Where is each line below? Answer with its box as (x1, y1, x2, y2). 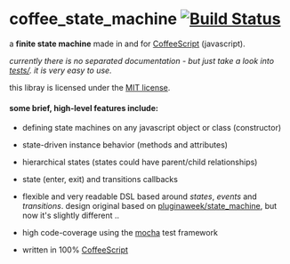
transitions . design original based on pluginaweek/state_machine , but (21, 201, 278, 212)
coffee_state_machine (9, 9, 178, 29)
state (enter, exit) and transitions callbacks (21, 174, 178, 185)
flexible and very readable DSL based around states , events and (21, 191, 258, 202)
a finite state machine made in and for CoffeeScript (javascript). (9, 38, 246, 49)
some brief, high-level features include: (9, 102, 158, 113)
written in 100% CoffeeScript (21, 244, 129, 255)
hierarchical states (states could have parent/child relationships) (21, 156, 258, 168)
